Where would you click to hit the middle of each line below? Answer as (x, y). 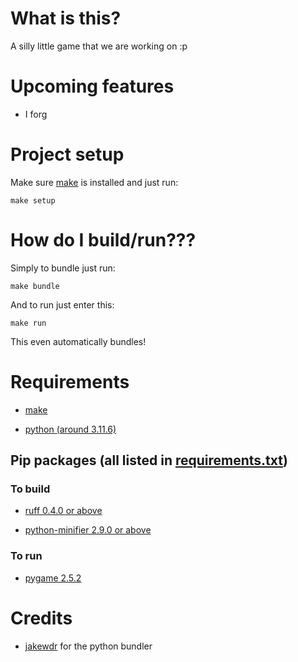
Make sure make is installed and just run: (94, 182)
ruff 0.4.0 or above (63, 511)
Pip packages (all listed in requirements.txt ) (149, 460)
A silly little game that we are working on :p (99, 46)
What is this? (66, 18)
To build (30, 489)
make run (28, 323)
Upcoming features (92, 86)
